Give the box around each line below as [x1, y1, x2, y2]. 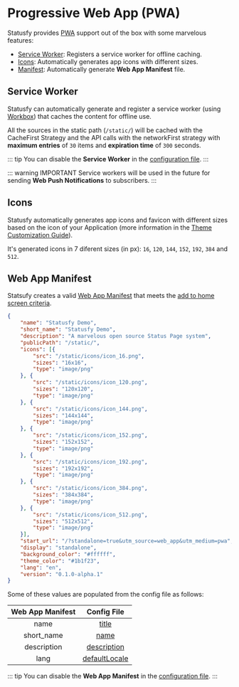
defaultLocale [83, 654, 129, 664]
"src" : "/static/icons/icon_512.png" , [33, 511, 148, 518]
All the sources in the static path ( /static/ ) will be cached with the [7, 126, 203, 134]
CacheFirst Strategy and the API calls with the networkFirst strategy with [7, 133, 221, 142]
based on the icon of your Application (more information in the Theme [7, 223, 212, 232]
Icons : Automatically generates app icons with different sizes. [17, 57, 198, 65]
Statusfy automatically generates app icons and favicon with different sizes [7, 215, 228, 224]
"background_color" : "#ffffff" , [20, 550, 116, 558]
